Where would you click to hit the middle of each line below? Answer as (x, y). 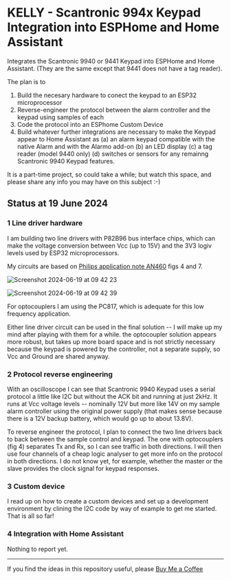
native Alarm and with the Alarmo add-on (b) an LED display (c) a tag (114, 146)
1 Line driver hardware (45, 223)
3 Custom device (36, 486)
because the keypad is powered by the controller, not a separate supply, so (114, 349)
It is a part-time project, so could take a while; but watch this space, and (109, 174)
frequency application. (39, 313)
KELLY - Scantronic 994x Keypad (104, 13)
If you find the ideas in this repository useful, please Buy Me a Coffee (105, 569)
